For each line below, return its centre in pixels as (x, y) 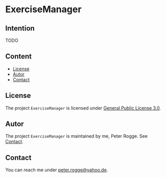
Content (19, 56)
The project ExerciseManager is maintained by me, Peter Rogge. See (77, 136)
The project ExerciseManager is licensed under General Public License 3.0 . (83, 108)
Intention (20, 28)
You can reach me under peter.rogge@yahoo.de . (57, 170)
